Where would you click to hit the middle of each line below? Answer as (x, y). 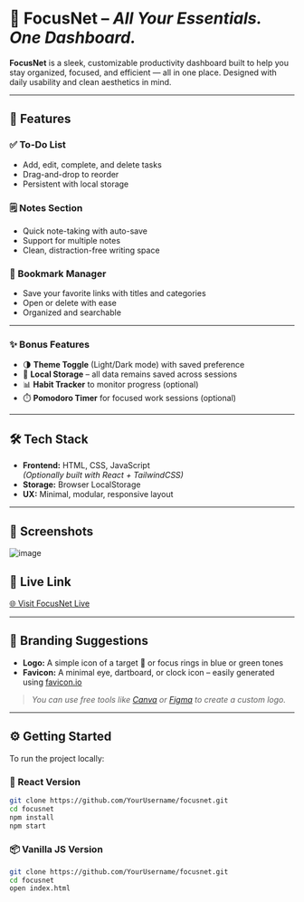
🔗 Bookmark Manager (58, 273)
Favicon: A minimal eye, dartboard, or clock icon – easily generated (148, 672)
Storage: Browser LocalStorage (81, 485)
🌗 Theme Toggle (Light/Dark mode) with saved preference (133, 364)
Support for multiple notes (71, 240)
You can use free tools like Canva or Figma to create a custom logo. (159, 699)
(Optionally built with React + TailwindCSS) (103, 475)
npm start (28, 826)
